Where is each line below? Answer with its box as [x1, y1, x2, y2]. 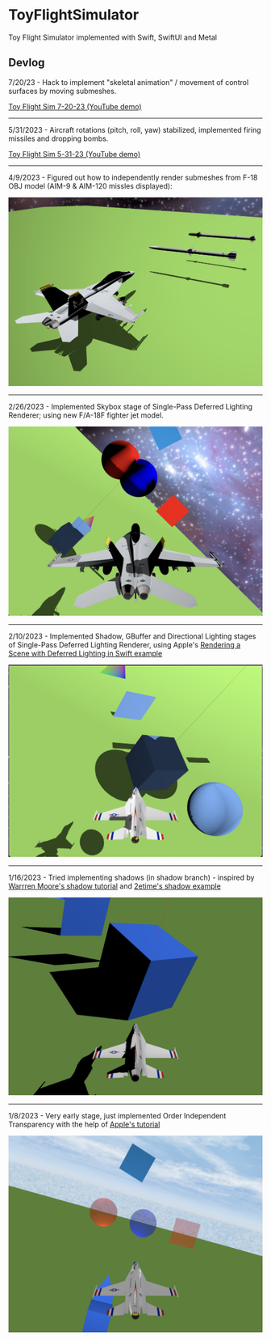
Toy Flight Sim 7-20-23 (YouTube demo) [8, 101, 143, 111]
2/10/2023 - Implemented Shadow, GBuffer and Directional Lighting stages [8, 631, 256, 641]
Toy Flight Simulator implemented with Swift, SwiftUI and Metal [8, 32, 218, 42]
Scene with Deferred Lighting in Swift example [8, 649, 163, 659]
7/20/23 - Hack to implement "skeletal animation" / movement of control [8, 77, 249, 87]
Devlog [8, 56, 45, 70]
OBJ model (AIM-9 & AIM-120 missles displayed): [8, 180, 173, 191]
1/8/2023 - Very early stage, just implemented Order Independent [8, 1110, 227, 1120]
